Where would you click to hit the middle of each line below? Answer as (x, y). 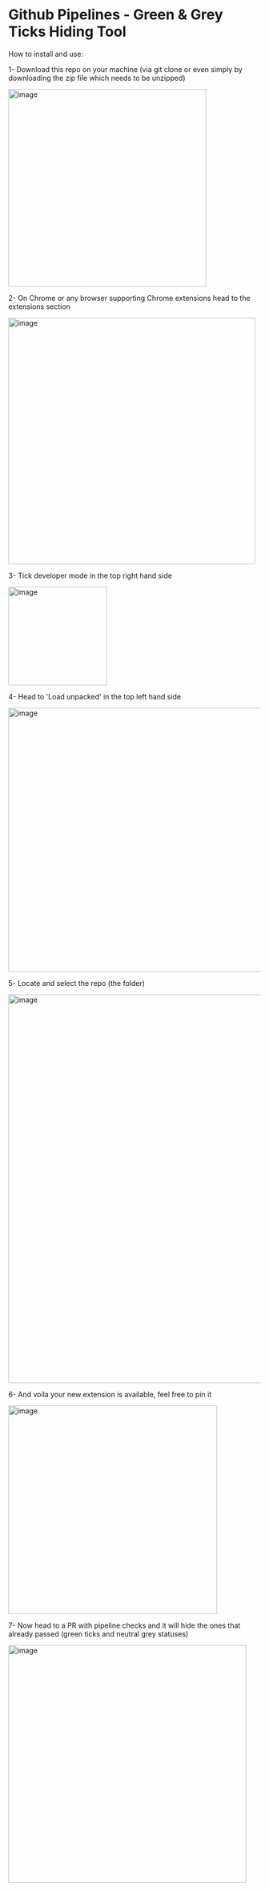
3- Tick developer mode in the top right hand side (90, 575)
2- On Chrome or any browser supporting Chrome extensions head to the (129, 298)
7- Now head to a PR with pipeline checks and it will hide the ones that (124, 1625)
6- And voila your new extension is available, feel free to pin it (110, 1394)
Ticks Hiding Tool (67, 32)
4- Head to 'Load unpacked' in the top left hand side (95, 696)
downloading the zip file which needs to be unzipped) (97, 78)
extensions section (39, 306)
